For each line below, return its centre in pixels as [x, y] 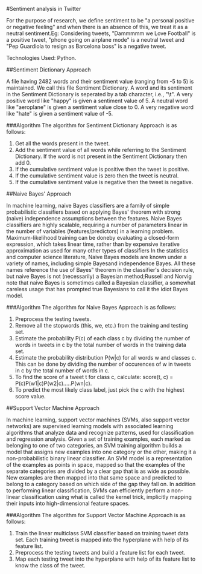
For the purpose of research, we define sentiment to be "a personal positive [100, 20]
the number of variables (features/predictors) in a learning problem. [90, 231]
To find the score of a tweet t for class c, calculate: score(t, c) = [94, 377]
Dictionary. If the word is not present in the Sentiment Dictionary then [101, 156]
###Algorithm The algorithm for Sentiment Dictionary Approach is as [92, 125]
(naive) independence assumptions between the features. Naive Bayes [94, 218]
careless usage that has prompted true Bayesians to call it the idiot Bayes [97, 289]
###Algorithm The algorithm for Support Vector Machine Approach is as [96, 515]
